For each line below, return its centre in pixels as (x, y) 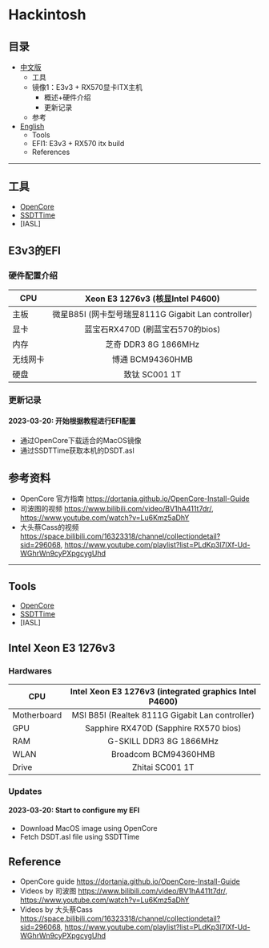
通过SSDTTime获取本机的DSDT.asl (77, 450)
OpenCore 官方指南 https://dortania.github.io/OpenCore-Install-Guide (134, 498)
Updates (25, 791)
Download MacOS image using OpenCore (88, 828)
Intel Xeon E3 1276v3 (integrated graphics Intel (163, 691)
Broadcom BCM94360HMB (163, 754)
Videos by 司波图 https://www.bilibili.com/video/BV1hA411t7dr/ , (124, 891)
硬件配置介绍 (33, 276)
